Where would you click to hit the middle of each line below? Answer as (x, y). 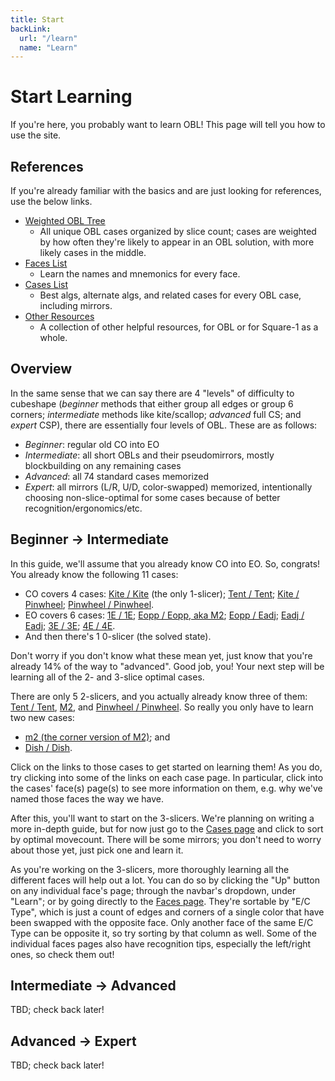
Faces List (46, 263)
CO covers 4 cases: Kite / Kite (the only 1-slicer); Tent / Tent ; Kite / (162, 593)
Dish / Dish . (48, 747)
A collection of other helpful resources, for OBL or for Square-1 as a (179, 327)
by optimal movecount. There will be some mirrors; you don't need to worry (166, 839)
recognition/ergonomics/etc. (83, 508)
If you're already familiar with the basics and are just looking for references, (166, 190)
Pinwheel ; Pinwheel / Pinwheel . (89, 604)
